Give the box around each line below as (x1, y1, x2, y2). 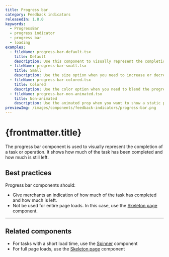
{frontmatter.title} (5, 127, 82, 139)
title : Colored (14, 82, 46, 87)
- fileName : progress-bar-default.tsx (10, 49, 92, 54)
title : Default (14, 54, 46, 59)
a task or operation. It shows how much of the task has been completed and (5, 149, 163, 155)
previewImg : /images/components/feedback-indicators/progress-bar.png (5, 105, 156, 110)
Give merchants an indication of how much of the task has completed (12, 192, 157, 198)
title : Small (14, 68, 42, 73)
